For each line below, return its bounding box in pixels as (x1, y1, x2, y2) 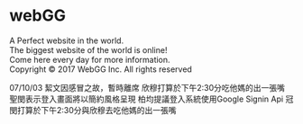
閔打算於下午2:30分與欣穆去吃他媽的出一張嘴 (9, 104, 178, 115)
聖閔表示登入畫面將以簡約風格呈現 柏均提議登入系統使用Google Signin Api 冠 (9, 93, 294, 104)
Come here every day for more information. (9, 54, 170, 65)
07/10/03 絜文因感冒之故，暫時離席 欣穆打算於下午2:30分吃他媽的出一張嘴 (9, 82, 286, 93)
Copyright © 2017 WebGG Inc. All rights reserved (9, 64, 192, 75)
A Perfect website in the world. (9, 35, 124, 46)
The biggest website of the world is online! (9, 44, 168, 55)
